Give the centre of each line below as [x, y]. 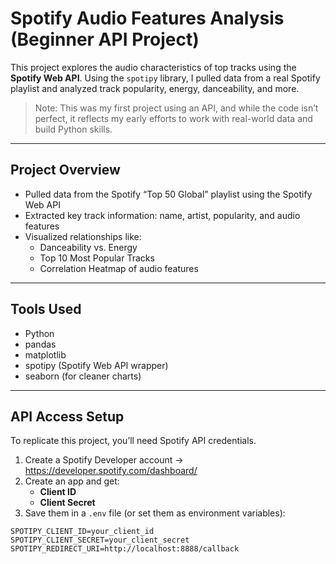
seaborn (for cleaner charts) [83, 376]
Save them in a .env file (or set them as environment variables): [155, 513]
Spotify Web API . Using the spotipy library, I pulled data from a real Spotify [165, 78]
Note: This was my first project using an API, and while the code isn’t [176, 108]
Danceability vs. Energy [88, 247]
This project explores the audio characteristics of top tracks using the [153, 67]
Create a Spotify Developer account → [104, 460]
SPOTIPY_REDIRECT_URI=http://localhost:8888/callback [125, 549]
